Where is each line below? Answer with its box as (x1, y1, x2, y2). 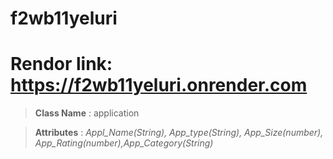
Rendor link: (10, 53, 113, 76)
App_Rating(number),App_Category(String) (34, 137, 214, 149)
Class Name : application (34, 107, 140, 119)
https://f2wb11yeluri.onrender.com (10, 74, 308, 97)
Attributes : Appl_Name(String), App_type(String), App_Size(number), (34, 127, 324, 139)
